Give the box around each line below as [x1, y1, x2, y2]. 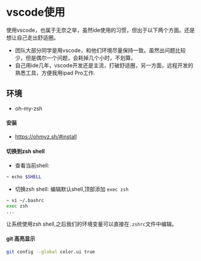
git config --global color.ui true [6, 248, 95, 255]
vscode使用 [6, 5, 65, 19]
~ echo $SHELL [6, 174, 42, 180]
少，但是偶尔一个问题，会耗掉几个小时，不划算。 [14, 54, 136, 61]
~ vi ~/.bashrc [6, 197, 44, 204]
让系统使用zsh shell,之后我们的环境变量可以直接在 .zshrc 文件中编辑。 [6, 220, 177, 227]
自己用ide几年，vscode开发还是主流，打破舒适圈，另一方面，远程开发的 [14, 61, 194, 69]
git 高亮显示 [6, 235, 36, 242]
